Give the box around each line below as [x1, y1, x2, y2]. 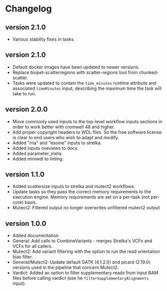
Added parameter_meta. [12, 150, 63, 156]
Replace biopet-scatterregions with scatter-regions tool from [12, 69, 138, 75]
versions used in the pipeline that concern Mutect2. [12, 264, 119, 270]
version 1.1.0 [5, 170, 45, 179]
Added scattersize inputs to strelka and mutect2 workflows [12, 183, 134, 189]
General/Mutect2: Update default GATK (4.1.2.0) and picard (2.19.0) [12, 259, 151, 265]
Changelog [5, 3, 52, 15]
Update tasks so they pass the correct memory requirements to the [12, 189, 151, 195]
